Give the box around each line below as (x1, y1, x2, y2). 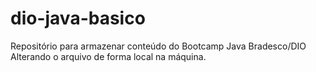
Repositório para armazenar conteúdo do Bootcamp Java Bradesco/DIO (10, 40, 307, 52)
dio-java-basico (10, 7, 146, 30)
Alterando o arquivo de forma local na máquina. (10, 50, 207, 62)
